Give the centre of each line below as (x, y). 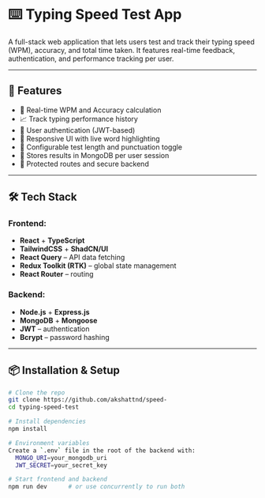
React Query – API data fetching (72, 258)
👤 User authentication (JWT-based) (77, 130)
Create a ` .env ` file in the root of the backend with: (102, 451)
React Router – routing (56, 274)
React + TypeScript (52, 240)
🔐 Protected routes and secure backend (84, 164)
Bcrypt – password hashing (65, 337)
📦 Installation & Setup (64, 370)
